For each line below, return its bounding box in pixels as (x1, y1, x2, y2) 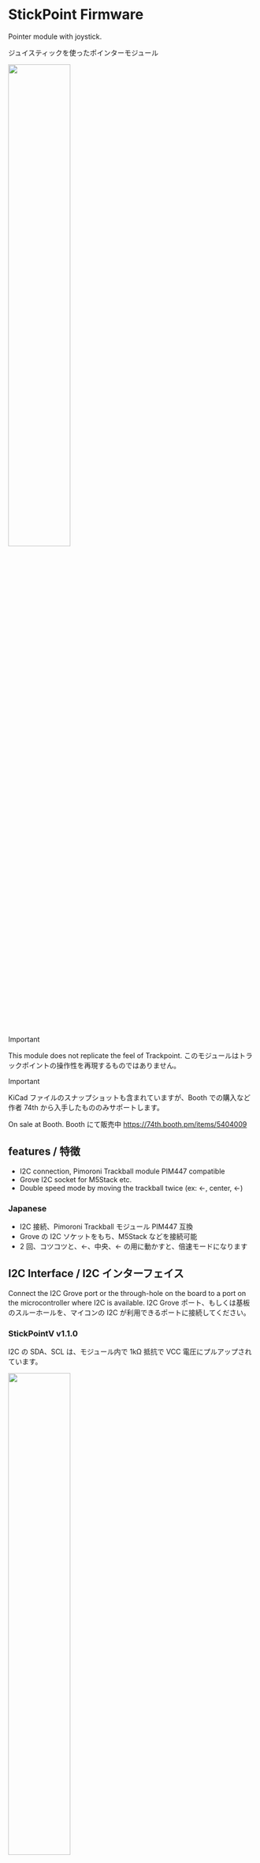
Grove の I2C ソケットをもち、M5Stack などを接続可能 (19, 1232, 198, 1241)
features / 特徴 (8, 1145, 80, 1158)
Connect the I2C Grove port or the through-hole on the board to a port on (8, 1288, 247, 1298)
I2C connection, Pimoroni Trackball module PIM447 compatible (19, 1166, 225, 1176)
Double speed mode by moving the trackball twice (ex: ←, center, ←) (19, 1183, 243, 1192)
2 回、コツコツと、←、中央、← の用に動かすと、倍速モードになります (19, 1241, 248, 1251)
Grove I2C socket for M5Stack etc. (19, 1174, 132, 1184)
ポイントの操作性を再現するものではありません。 (21, 1060, 181, 1070)
